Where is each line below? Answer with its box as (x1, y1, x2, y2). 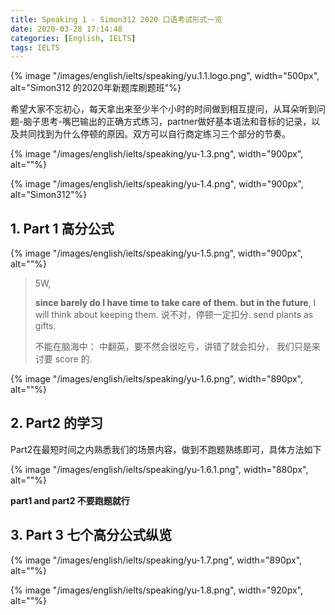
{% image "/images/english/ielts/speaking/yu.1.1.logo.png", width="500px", (10, 70, 320, 82)
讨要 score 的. (34, 353, 93, 365)
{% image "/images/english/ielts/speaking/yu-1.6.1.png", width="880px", (10, 463, 309, 475)
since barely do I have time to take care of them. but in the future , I (34, 297, 317, 309)
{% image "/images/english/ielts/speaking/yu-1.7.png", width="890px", (10, 554, 303, 566)
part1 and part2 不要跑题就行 (10, 494, 130, 506)
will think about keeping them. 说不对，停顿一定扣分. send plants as (34, 309, 314, 321)
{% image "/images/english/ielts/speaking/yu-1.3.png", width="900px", (10, 148, 304, 160)
